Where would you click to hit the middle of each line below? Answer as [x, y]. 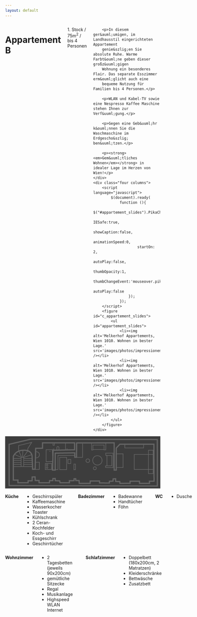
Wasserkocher [47, 507]
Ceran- [43, 523]
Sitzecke [56, 584]
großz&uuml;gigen [111, 64]
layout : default [22, 10]
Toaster [40, 512]
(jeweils [55, 568]
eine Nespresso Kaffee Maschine [126, 104]
